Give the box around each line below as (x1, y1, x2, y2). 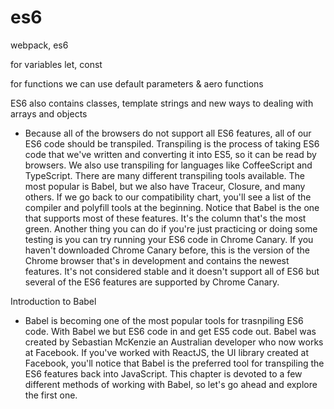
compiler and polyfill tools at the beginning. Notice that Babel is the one (24, 201, 320, 213)
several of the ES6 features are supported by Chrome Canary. (24, 276, 280, 288)
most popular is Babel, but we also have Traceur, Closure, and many (24, 180, 306, 192)
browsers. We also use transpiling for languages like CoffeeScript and (24, 159, 313, 171)
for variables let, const (10, 58, 103, 70)
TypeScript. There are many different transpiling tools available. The (24, 169, 305, 181)
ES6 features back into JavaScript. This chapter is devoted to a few (24, 367, 303, 380)
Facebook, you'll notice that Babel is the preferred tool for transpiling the (24, 357, 325, 369)
